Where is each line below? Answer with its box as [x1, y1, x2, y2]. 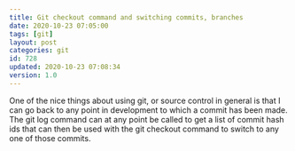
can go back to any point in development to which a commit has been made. [9, 104, 288, 115]
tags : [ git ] [9, 29, 53, 38]
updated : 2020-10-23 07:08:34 [9, 63, 121, 72]
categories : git [9, 46, 69, 55]
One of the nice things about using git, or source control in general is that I [9, 95, 281, 106]
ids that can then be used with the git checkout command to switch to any [9, 123, 279, 134]
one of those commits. [9, 132, 91, 143]
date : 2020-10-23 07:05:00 [9, 21, 109, 30]
